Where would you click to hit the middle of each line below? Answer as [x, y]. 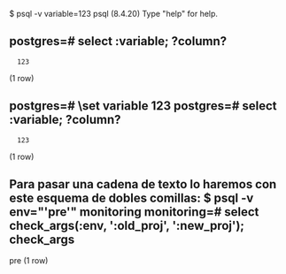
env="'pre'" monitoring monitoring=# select [134, 212]
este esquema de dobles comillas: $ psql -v [131, 198]
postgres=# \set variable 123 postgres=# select [143, 106]
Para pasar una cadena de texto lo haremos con [143, 184]
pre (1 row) [29, 261]
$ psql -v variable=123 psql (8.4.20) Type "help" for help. [114, 14]
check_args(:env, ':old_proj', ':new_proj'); [127, 226]
